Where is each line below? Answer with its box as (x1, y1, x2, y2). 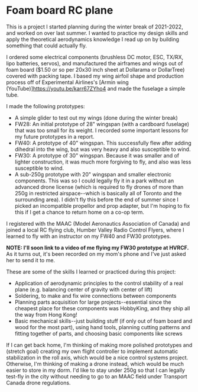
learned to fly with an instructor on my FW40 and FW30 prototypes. (6, 232, 171, 240)
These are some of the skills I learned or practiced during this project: (6, 268, 176, 275)
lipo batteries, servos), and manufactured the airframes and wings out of (6, 60, 183, 67)
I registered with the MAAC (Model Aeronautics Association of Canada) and (6, 220, 190, 227)
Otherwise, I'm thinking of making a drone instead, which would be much (6, 360, 184, 367)
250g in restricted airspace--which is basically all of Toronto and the (14, 189, 182, 197)
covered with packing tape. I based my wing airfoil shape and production (6, 72, 184, 79)
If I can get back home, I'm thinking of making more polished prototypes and (6, 341, 193, 348)
